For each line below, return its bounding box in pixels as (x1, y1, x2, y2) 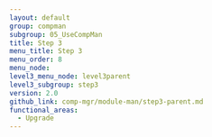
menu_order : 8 (9, 55, 63, 64)
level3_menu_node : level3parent (9, 72, 131, 81)
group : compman (9, 22, 67, 31)
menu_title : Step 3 (9, 47, 83, 56)
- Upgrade (17, 114, 54, 123)
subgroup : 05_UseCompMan (9, 30, 103, 39)
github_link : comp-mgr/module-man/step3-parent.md (9, 96, 204, 106)
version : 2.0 (9, 88, 59, 97)
